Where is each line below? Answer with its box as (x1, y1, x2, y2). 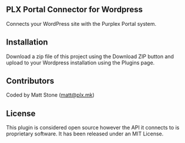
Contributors (6, 76, 55, 86)
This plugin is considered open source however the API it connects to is (6, 124, 180, 131)
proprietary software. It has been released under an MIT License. (6, 130, 164, 137)
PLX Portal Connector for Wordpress (6, 5, 143, 15)
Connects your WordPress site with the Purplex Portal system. (6, 20, 157, 27)
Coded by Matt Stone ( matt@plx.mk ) (6, 91, 95, 98)
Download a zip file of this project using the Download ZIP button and (6, 53, 174, 60)
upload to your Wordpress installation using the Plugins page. (6, 59, 155, 66)
